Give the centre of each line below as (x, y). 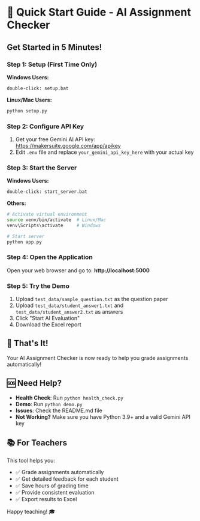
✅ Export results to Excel (46, 499)
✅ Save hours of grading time (52, 486)
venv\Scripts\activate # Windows (54, 225)
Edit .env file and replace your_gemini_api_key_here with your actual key (104, 152)
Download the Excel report (48, 324)
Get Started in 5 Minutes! (54, 47)
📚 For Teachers (37, 443)
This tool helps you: (31, 460)
